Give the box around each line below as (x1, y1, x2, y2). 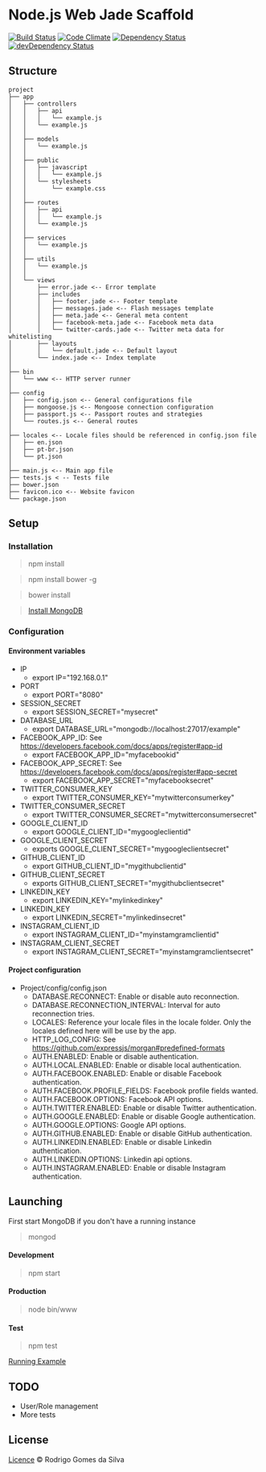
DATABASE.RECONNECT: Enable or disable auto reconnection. (31, 992, 239, 1001)
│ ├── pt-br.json (8, 445, 74, 453)
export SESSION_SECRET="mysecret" (31, 707, 158, 717)
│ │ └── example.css (8, 184, 106, 193)
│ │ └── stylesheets (8, 177, 92, 185)
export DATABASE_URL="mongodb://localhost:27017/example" (31, 724, 241, 734)
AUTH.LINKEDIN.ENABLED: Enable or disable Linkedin (31, 1137, 212, 1146)
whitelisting (8, 332, 52, 340)
